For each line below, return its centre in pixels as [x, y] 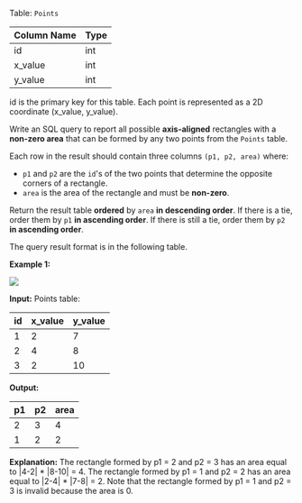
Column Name [45, 35]
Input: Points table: [45, 298]
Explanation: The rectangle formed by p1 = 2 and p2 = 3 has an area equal [148, 462]
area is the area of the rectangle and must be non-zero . [126, 192]
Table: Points [34, 13]
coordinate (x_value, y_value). [64, 111]
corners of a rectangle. [65, 183]
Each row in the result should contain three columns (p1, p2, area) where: [149, 156]
